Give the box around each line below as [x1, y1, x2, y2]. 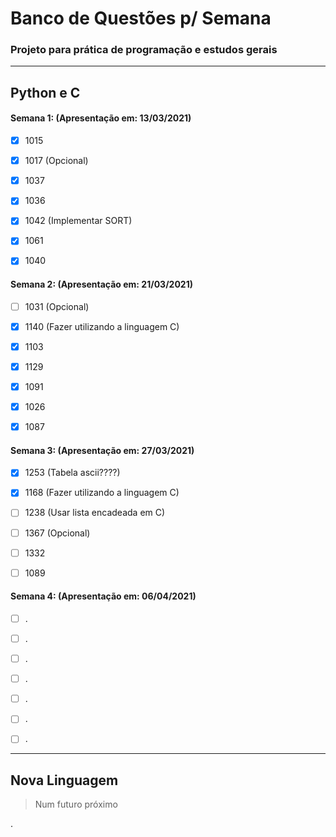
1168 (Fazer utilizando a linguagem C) [24, 487, 180, 499]
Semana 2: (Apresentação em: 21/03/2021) [10, 278, 193, 291]
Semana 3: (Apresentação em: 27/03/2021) [10, 444, 195, 456]
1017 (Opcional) [24, 155, 89, 167]
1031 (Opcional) [24, 300, 90, 312]
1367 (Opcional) [24, 527, 91, 539]
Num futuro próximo [34, 798, 118, 811]
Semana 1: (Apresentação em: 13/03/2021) [10, 112, 192, 124]
